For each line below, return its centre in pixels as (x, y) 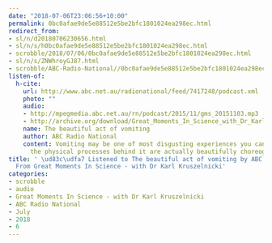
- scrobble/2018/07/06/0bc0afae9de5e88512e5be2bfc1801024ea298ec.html (130, 53)
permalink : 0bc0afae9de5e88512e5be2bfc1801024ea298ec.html (110, 23)
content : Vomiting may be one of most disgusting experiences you (137, 144)
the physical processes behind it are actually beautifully (133, 151)
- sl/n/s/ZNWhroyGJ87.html (54, 62)
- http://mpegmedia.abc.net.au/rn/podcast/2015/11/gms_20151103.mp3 (141, 114)
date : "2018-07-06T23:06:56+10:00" (68, 16)
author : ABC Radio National (70, 136)
